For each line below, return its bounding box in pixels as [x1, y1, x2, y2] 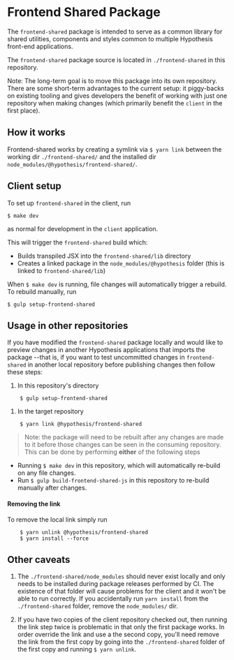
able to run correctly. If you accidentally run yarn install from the [17, 594, 209, 603]
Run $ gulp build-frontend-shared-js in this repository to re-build [17, 476, 210, 485]
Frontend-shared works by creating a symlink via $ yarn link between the [7, 145, 222, 154]
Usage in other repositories [7, 319, 129, 332]
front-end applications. [7, 42, 73, 50]
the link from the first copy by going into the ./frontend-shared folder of [17, 638, 225, 646]
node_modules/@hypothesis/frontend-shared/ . [7, 160, 138, 168]
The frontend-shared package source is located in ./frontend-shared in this [7, 55, 226, 64]
